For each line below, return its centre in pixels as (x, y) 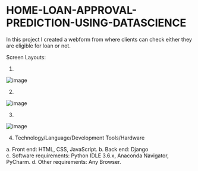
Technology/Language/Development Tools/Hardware (80, 138)
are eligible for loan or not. (39, 46)
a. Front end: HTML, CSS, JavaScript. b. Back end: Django (77, 149)
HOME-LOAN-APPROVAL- (72, 10)
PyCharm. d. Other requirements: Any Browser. (64, 161)
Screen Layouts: (26, 57)
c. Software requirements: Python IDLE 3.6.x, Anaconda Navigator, (87, 156)
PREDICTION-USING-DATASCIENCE (96, 23)
